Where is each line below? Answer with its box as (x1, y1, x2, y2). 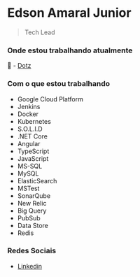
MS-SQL (17, 162, 43, 170)
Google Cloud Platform (17, 94, 84, 103)
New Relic (17, 199, 47, 207)
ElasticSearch (17, 176, 57, 185)
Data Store (17, 221, 49, 229)
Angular (17, 139, 41, 148)
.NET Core (17, 132, 48, 141)
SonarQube (17, 191, 51, 200)
